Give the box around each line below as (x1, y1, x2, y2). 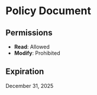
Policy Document (5, 4, 91, 18)
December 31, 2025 (5, 82, 54, 89)
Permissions (5, 28, 53, 38)
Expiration (5, 67, 44, 77)
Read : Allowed (14, 43, 50, 50)
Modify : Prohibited (14, 50, 60, 57)
